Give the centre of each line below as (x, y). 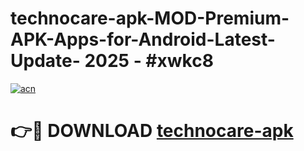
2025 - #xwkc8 (149, 61)
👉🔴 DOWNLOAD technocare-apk (152, 131)
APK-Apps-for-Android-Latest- (143, 39)
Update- (45, 61)
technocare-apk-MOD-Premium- (150, 18)
